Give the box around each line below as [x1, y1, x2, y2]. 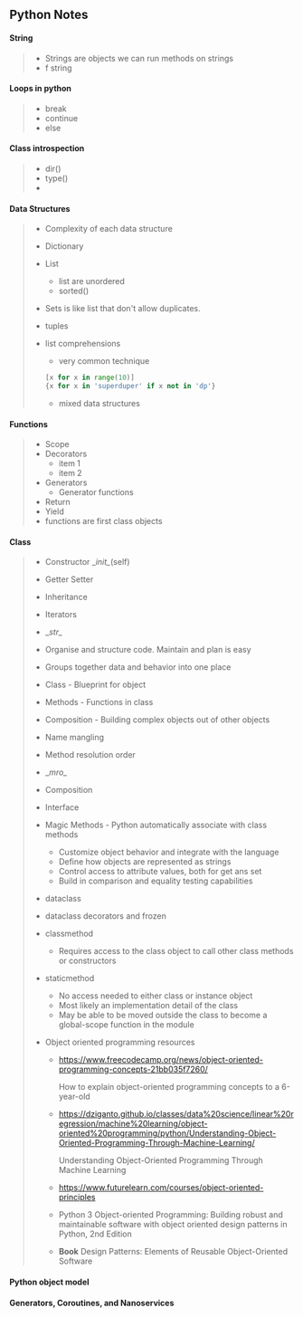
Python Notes [9, 7, 89, 23]
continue [44, 112, 79, 123]
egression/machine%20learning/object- [58, 1118, 208, 1130]
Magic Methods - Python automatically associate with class [44, 819, 268, 831]
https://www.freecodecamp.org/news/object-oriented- [58, 1055, 264, 1065]
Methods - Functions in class [44, 697, 154, 708]
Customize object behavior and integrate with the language [58, 846, 279, 858]
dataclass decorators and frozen [44, 911, 167, 921]
